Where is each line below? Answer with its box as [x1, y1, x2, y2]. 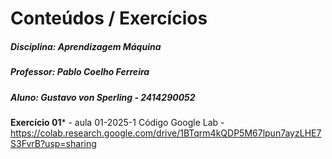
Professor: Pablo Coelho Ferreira [10, 66, 150, 78]
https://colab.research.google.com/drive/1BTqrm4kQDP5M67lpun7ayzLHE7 [10, 127, 322, 139]
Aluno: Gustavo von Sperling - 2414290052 [10, 91, 196, 103]
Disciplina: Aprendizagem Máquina [10, 40, 162, 52]
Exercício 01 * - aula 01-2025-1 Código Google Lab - [10, 116, 225, 128]
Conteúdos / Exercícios [10, 7, 208, 30]
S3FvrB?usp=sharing [10, 137, 97, 149]
